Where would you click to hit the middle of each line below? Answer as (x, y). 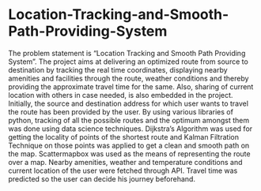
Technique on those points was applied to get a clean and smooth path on (129, 145)
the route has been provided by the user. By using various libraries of (121, 111)
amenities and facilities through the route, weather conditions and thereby (129, 78)
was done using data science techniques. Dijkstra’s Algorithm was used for (130, 129)
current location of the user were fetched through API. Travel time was (123, 170)
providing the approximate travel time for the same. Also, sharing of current (131, 86)
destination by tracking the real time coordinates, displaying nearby (118, 69)
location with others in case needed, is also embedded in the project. (121, 95)
